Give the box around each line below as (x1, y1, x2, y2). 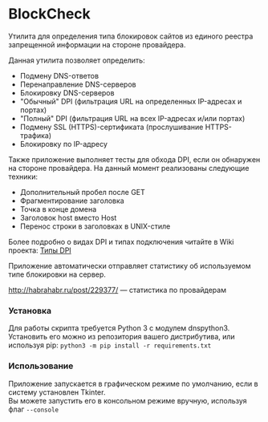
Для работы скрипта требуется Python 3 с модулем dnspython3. (8, 323, 230, 333)
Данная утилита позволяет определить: (8, 55, 146, 65)
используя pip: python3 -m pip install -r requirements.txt (8, 340, 212, 350)
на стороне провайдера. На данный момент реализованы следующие (8, 163, 250, 172)
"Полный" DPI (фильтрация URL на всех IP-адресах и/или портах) (19, 113, 246, 123)
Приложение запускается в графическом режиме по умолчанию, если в (8, 379, 258, 388)
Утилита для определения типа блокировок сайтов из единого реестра (8, 31, 254, 41)
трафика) (19, 130, 52, 140)
